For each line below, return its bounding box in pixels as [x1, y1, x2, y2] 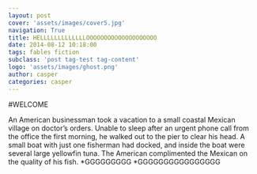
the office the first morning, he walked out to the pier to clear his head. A [8, 131, 245, 141]
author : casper [8, 70, 59, 78]
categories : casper [8, 78, 73, 85]
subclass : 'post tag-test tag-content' [8, 56, 140, 64]
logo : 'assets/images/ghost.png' [8, 63, 119, 71]
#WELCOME [8, 100, 49, 109]
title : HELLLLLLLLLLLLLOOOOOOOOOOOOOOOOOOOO [8, 33, 157, 42]
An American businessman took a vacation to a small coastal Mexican [8, 115, 236, 124]
